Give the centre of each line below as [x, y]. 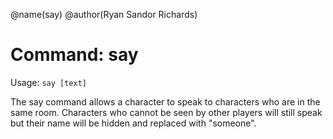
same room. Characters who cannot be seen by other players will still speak [166, 112]
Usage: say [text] [48, 82]
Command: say [74, 55]
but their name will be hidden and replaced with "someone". [133, 123]
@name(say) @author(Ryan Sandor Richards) [104, 14]
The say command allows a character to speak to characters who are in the [165, 101]
